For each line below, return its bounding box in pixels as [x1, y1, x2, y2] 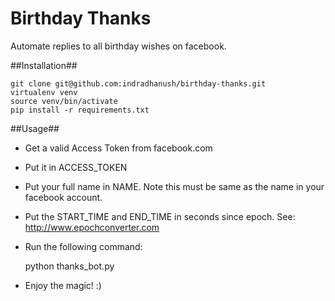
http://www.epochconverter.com [24, 221, 160, 233]
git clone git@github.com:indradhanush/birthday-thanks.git [10, 78, 267, 89]
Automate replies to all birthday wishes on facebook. [10, 40, 227, 52]
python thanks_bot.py [24, 260, 115, 272]
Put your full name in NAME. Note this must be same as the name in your [24, 180, 325, 192]
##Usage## [10, 122, 60, 134]
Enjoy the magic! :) [24, 279, 102, 291]
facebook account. [24, 191, 103, 203]
